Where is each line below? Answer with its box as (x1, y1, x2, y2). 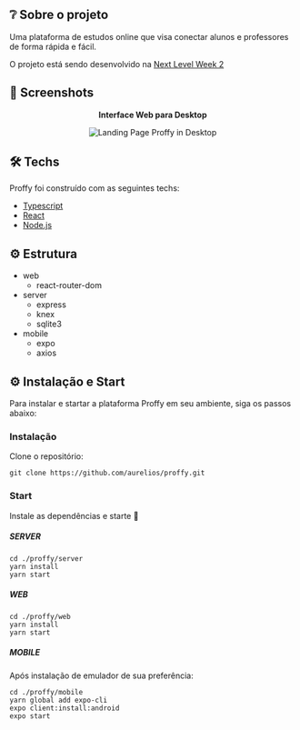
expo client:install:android (9, 704, 120, 713)
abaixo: (9, 408, 37, 419)
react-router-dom (35, 280, 103, 291)
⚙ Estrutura (9, 245, 77, 262)
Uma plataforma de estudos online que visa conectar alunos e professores (9, 31, 289, 42)
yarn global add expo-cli (9, 695, 107, 705)
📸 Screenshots (9, 85, 95, 101)
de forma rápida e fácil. (9, 41, 97, 52)
